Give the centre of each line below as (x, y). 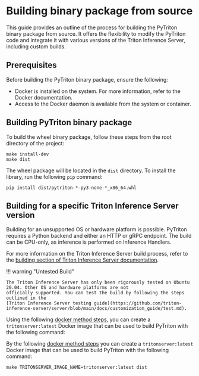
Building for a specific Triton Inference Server (93, 206)
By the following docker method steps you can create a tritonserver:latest (100, 344)
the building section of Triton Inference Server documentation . (83, 260)
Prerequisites (31, 65)
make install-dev (28, 154)
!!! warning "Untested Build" (40, 272)
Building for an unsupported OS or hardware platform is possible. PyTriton (97, 229)
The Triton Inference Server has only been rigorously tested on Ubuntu (98, 282)
